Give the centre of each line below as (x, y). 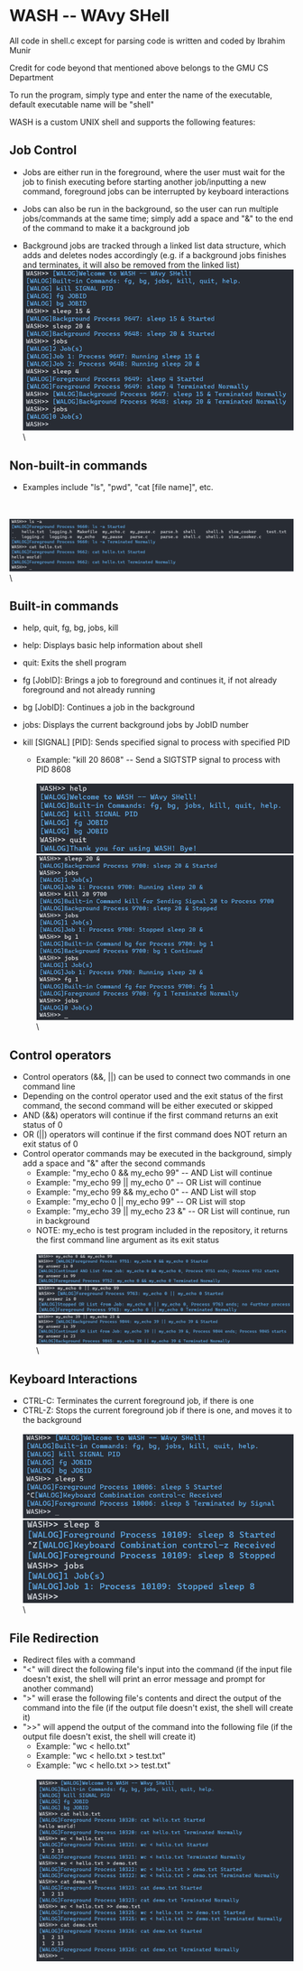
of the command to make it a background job (106, 228)
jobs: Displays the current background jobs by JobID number (136, 725)
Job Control (43, 150)
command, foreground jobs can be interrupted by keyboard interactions (156, 191)
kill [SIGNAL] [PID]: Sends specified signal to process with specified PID (156, 742)
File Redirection (54, 1638)
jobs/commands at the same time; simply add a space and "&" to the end (158, 218)
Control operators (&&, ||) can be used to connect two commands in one (156, 1077)
